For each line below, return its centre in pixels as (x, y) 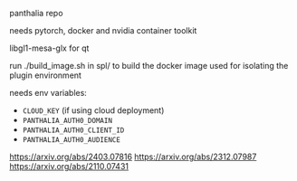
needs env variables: (48, 93)
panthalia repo (36, 13)
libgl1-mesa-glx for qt (49, 48)
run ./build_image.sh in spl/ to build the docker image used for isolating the (149, 66)
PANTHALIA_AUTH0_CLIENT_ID (73, 130)
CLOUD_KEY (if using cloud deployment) (93, 110)
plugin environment (45, 75)
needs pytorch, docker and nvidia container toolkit (103, 30)
